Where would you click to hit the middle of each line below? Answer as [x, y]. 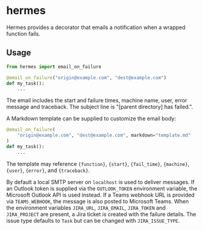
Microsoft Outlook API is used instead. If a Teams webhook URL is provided [101, 195]
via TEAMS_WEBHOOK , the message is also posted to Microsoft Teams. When [98, 201]
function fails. [23, 33]
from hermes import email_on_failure [54, 67]
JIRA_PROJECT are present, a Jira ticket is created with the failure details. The [101, 214]
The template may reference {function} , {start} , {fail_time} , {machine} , [98, 163]
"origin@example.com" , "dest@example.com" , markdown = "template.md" [104, 136]
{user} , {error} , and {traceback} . [48, 170]
